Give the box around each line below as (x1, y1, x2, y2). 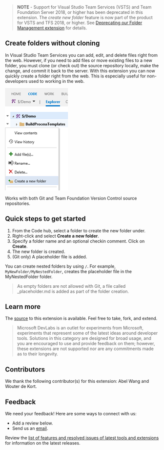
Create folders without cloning (5, 39, 100, 48)
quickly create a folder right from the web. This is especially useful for (5, 73, 146, 79)
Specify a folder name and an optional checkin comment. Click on (12, 238, 145, 244)
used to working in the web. (28, 78, 84, 84)
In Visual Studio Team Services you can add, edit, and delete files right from (5, 52, 158, 58)
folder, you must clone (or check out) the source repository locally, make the (5, 62, 159, 68)
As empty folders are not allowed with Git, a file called (17, 283, 126, 289)
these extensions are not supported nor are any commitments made (17, 346, 154, 352)
